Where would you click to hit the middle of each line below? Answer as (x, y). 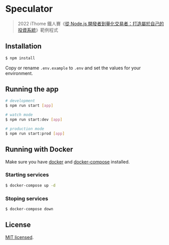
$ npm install (20, 58)
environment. (19, 73)
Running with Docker (39, 149)
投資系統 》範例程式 (38, 30)
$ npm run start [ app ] (29, 106)
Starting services (27, 175)
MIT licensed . (20, 237)
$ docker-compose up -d (31, 185)
